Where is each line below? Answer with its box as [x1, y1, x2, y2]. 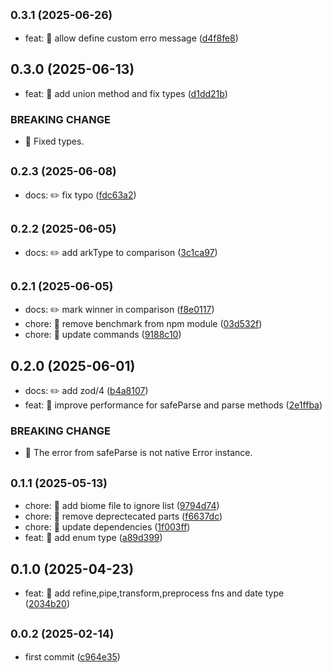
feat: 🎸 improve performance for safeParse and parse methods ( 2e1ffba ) [24, 399, 323, 411]
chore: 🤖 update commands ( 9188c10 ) [24, 329, 182, 341]
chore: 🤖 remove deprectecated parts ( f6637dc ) [24, 510, 223, 523]
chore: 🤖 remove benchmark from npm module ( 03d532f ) [24, 318, 263, 330]
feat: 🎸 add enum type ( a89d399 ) [24, 532, 163, 544]
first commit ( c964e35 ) [24, 650, 121, 663]
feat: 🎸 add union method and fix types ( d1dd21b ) [24, 87, 228, 99]
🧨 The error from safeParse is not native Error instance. [24, 447, 253, 459]
